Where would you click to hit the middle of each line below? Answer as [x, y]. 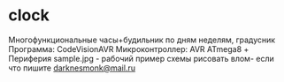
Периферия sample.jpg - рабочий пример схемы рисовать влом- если [142, 58]
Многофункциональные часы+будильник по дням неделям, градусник [142, 40]
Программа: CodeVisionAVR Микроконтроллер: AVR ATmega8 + [129, 48]
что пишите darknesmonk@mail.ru [72, 68]
